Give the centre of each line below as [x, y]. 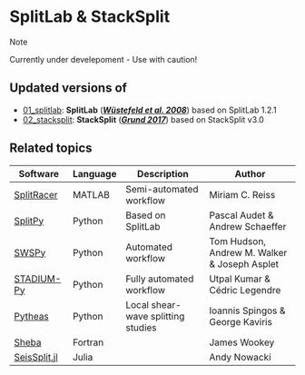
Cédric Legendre [245, 290]
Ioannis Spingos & [247, 311]
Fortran [88, 342]
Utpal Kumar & [239, 279]
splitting [167, 316]
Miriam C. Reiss [242, 194]
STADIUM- [38, 279]
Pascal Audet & [241, 215]
